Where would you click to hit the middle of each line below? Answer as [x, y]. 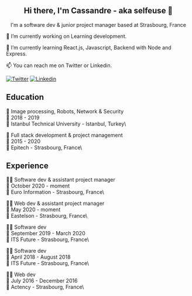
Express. [17, 54]
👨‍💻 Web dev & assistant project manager [55, 203]
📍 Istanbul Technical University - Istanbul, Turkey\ [66, 124]
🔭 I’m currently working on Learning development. [66, 36]
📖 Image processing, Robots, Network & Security [65, 111]
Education [25, 97]
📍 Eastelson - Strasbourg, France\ [47, 216]
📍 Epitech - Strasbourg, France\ [44, 147]
